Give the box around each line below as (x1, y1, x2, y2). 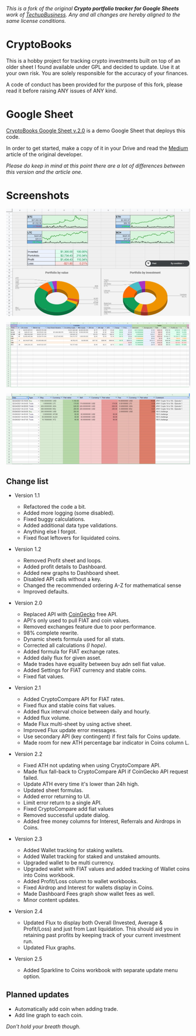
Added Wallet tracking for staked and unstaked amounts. (23, 853, 161, 860)
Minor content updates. (23, 897, 80, 904)
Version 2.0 (14, 599, 43, 606)
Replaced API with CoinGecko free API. (23, 611, 118, 618)
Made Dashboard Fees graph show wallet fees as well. (23, 890, 155, 897)
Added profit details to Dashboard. (23, 563, 107, 570)
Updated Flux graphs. (23, 944, 76, 951)
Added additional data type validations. (23, 522, 118, 529)
